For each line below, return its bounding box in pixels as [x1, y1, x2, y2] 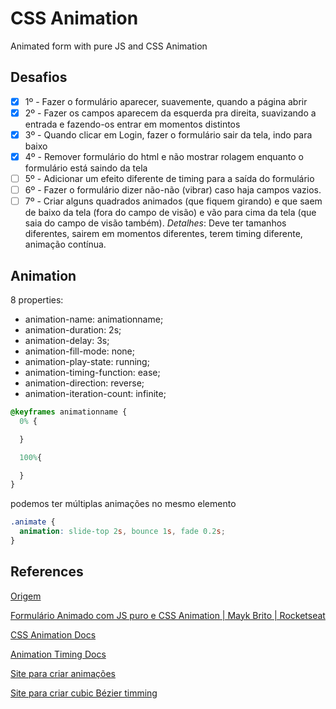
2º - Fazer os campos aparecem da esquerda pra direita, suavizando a [24, 107, 317, 119]
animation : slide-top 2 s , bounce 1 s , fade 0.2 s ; [19, 527, 226, 537]
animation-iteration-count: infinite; [24, 388, 167, 399]
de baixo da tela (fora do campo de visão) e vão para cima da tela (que [24, 207, 317, 219]
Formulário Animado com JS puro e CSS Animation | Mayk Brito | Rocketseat [10, 609, 326, 621]
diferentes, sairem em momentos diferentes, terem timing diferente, [24, 228, 303, 240]
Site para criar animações [10, 667, 117, 679]
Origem [10, 590, 42, 602]
